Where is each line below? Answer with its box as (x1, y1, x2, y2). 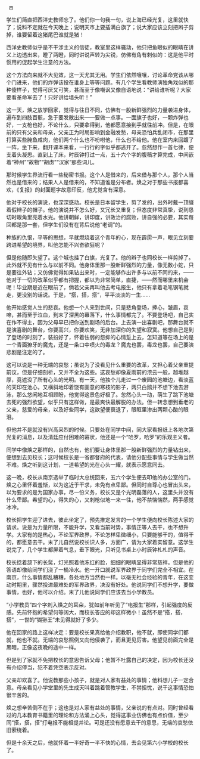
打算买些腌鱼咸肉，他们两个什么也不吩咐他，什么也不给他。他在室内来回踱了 (6, 136, 194, 143)
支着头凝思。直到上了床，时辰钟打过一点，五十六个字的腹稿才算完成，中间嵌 (6, 151, 194, 158)
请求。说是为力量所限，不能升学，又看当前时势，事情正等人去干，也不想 (6, 523, 183, 531)
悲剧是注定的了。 (6, 349, 48, 355)
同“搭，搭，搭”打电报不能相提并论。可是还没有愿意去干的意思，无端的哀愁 (6, 719, 189, 726)
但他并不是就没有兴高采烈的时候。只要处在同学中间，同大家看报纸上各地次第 (6, 426, 194, 433)
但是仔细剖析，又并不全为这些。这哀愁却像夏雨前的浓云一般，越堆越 (21, 368, 189, 376)
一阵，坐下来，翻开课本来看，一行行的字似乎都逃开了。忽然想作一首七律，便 (6, 144, 194, 150)
